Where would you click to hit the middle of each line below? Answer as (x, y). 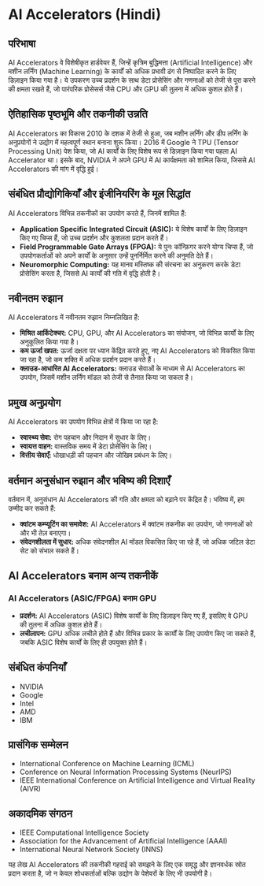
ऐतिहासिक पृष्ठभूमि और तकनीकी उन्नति (78, 115)
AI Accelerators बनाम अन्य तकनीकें (83, 576)
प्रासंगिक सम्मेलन (38, 745)
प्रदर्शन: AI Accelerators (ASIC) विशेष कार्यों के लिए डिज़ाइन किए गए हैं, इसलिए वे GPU (134, 616)
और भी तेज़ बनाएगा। (45, 533)
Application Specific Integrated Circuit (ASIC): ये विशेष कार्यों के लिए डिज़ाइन (133, 229)
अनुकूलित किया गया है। (49, 342)
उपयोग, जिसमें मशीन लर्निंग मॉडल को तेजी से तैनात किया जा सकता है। (106, 378)
